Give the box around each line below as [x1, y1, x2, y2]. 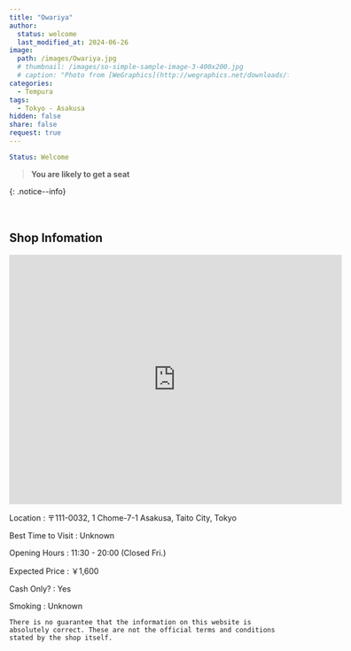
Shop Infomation [9, 231, 104, 246]
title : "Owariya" [9, 12, 74, 22]
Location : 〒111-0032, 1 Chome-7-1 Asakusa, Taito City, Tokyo [9, 512, 238, 523]
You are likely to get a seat [30, 169, 130, 179]
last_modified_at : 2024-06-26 [17, 37, 129, 47]
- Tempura [17, 87, 53, 96]
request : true [9, 129, 62, 137]
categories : [9, 79, 53, 88]
